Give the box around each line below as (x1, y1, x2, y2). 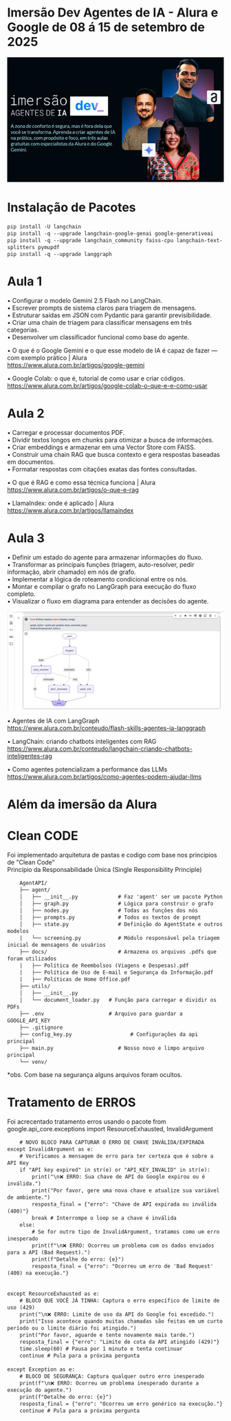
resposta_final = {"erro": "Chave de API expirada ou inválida (32, 1201, 217, 1208)
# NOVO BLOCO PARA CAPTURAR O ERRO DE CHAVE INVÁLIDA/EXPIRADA (19, 1139, 205, 1146)
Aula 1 (7, 274, 43, 290)
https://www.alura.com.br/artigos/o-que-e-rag (7, 485, 140, 493)
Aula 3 (7, 531, 45, 546)
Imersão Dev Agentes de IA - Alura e (7, 5, 219, 21)
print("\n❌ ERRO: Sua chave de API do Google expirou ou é (32, 1173, 206, 1180)
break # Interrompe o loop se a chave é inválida (32, 1215, 177, 1221)
